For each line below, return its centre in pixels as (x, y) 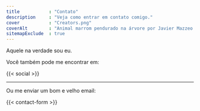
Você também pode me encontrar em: (53, 62)
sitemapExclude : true (36, 34)
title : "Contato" (42, 12)
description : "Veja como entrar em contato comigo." (79, 17)
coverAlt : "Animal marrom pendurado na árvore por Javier (90, 28)
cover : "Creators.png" (49, 23)
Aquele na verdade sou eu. (39, 50)
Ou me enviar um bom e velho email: (51, 91)
